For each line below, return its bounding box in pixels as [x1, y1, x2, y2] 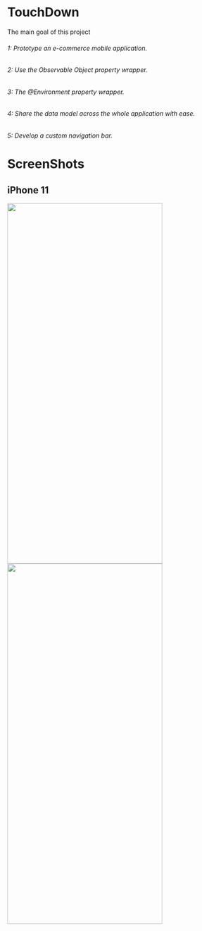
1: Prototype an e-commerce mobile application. [7, 44, 148, 52]
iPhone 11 [7, 184, 49, 196]
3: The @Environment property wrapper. [7, 88, 125, 96]
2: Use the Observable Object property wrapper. [7, 66, 148, 74]
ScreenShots [7, 156, 84, 172]
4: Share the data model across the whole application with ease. [7, 109, 196, 118]
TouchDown [7, 4, 80, 20]
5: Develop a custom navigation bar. [7, 131, 113, 140]
